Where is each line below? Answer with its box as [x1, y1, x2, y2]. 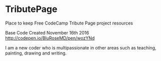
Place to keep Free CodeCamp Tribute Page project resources [5, 20, 133, 26]
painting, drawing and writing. [5, 50, 67, 56]
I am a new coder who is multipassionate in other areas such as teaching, [5, 44, 156, 50]
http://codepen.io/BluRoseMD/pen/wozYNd [5, 35, 95, 41]
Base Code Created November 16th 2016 [5, 29, 89, 35]
